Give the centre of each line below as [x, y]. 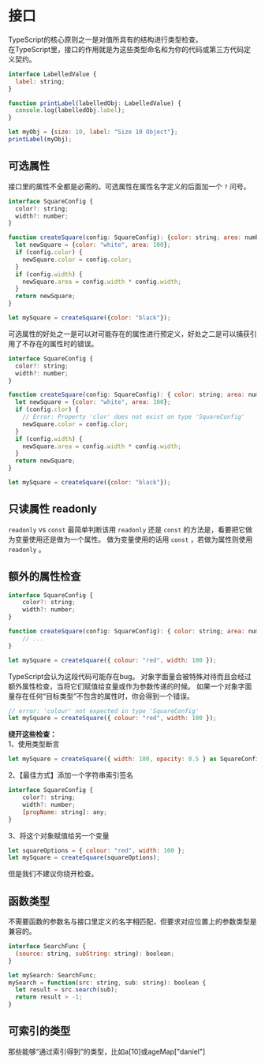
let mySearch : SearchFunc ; [52, 975]
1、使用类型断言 [34, 744]
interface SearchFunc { [47, 946]
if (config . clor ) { [47, 410]
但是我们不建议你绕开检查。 [53, 874]
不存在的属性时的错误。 [60, 343]
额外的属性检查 [45, 577]
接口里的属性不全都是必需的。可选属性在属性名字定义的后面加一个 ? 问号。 [129, 186]
